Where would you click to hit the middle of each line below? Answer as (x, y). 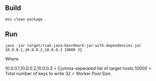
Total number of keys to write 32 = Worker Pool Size (58, 73)
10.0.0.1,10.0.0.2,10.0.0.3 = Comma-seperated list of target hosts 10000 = (78, 68)
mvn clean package (24, 19)
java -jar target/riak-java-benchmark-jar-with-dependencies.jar (73, 45)
